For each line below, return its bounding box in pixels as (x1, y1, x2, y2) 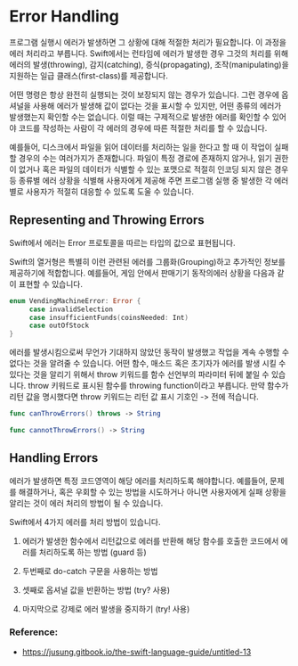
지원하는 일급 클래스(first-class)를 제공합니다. (9, 70, 169, 81)
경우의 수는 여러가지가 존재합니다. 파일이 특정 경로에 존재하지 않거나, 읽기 (18, 152, 273, 163)
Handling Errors (9, 450, 99, 465)
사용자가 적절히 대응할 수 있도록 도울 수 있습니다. (25, 185, 194, 197)
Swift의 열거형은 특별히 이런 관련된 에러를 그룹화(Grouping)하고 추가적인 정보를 (9, 256, 286, 267)
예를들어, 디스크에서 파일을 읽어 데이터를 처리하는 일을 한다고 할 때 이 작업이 (9, 141, 273, 152)
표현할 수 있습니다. (18, 278, 83, 289)
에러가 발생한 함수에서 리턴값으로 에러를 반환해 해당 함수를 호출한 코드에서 (21, 535, 279, 546)
